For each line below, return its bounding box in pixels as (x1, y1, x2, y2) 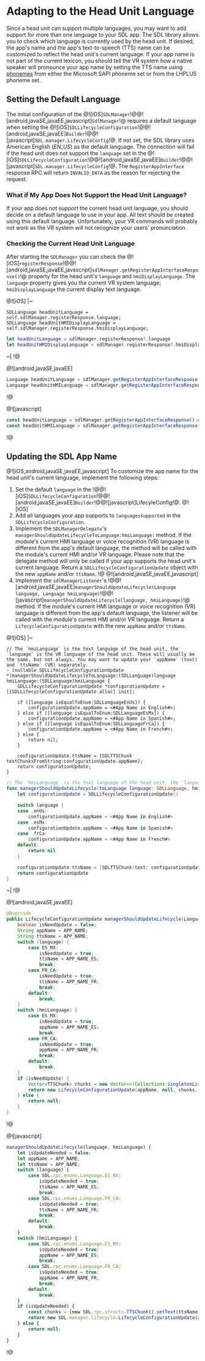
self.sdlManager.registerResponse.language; (6, 315, 121, 321)
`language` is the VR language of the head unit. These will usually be (6, 651, 195, 658)
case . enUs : (17, 808, 48, 814)
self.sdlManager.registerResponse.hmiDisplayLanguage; (6, 325, 149, 331)
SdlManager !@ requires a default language (92, 117, 196, 124)
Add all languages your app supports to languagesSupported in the (15, 512, 181, 519)
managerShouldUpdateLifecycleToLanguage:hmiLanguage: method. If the (15, 531, 192, 539)
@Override (6, 910, 32, 917)
